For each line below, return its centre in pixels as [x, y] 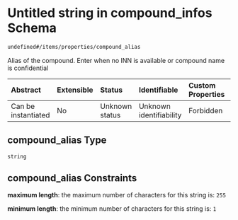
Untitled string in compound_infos [110, 13]
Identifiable [158, 90]
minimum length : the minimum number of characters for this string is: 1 [112, 209]
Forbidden [206, 110]
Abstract [26, 90]
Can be [23, 106]
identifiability [160, 115]
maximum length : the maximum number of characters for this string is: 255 [117, 195]
